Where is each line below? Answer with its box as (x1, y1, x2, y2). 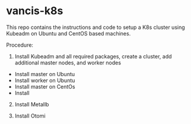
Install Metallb (14, 100, 49, 107)
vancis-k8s (6, 4, 63, 18)
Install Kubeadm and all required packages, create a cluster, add (14, 53, 172, 60)
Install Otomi (14, 112, 46, 119)
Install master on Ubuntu (14, 70, 75, 77)
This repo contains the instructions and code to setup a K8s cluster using (6, 24, 185, 31)
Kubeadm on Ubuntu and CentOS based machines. (6, 30, 131, 37)
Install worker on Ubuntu (14, 77, 75, 84)
